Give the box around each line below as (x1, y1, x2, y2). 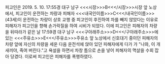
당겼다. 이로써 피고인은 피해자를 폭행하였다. (10, 54, 94, 59)
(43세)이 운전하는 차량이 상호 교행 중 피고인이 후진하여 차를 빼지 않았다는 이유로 (5, 17, 159, 22)
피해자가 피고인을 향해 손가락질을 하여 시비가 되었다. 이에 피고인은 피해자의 (5, 23, 149, 29)
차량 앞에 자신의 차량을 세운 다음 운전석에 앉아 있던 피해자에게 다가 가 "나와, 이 (5, 41, 155, 47)
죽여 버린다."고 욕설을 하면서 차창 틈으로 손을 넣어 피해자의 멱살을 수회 (19, 47, 154, 53)
